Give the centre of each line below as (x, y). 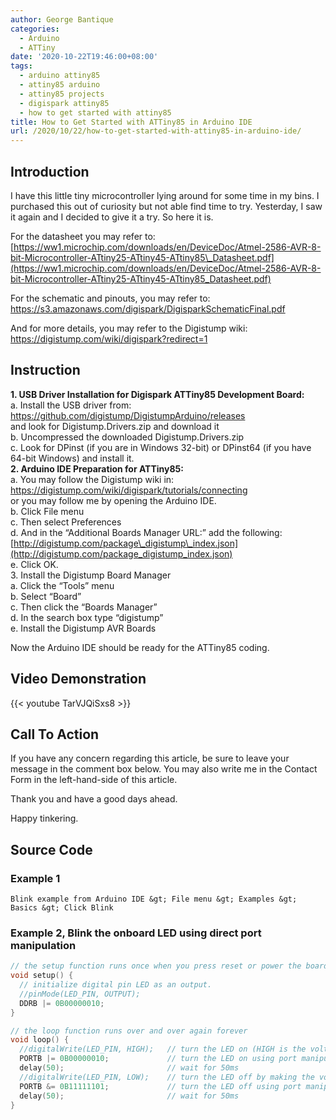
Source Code (51, 849)
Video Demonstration (78, 679)
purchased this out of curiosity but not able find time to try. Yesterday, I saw (166, 206)
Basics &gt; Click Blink (62, 908)
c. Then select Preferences (66, 522)
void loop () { (40, 1040)
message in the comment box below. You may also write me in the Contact (164, 769)
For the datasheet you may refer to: (83, 236)
